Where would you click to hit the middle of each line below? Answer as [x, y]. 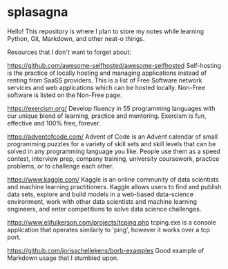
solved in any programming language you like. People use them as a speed [114, 151]
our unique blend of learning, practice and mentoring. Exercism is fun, [107, 116]
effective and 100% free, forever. [54, 123]
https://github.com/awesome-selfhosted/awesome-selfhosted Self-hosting [114, 65]
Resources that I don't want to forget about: [69, 52]
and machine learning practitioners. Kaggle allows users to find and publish [114, 186]
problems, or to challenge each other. [60, 166]
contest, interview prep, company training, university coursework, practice [113, 158]
